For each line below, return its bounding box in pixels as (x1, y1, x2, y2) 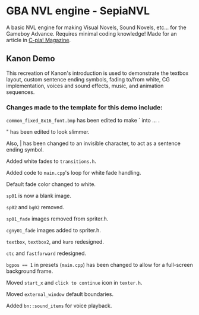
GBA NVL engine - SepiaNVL (6, 4, 150, 18)
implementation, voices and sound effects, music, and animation (6, 82, 164, 89)
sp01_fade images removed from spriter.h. (6, 215, 109, 222)
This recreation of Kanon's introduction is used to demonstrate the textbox (6, 70, 189, 77)
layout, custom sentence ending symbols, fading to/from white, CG (6, 75, 170, 83)
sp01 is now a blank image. (6, 192, 71, 200)
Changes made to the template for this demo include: (6, 103, 163, 111)
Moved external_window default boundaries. (6, 291, 114, 298)
